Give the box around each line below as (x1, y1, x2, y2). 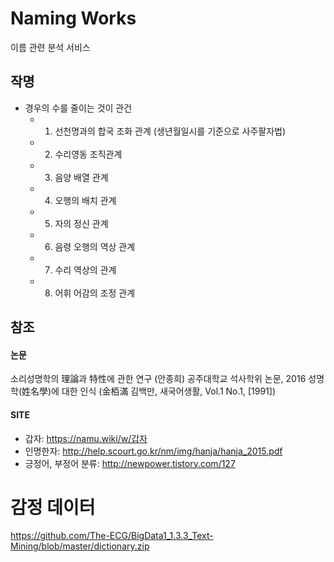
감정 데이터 (10, 496, 96, 519)
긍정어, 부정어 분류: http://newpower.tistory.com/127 (24, 457, 236, 469)
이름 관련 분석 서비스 (10, 41, 91, 53)
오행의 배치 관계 (54, 194, 117, 206)
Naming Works (10, 7, 137, 30)
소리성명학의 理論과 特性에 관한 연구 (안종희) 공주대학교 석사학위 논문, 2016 (10, 373, 307, 385)
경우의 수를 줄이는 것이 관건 (24, 102, 133, 114)
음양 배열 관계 (54, 171, 109, 183)
